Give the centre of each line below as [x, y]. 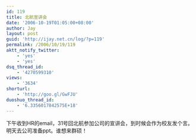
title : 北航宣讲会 [27, 17]
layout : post [22, 34]
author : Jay [21, 28]
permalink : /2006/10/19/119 [41, 45]
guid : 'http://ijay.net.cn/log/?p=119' [56, 39]
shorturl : [18, 89]
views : [14, 78]
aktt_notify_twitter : [33, 50]
